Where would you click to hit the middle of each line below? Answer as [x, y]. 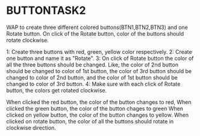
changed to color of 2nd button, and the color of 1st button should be [92, 77]
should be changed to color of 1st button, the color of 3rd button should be [99, 71]
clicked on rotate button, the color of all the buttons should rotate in [90, 121]
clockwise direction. [31, 128]
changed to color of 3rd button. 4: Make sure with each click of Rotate [93, 84]
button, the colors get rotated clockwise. [57, 90]
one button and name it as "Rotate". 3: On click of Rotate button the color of [100, 58]
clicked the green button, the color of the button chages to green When [95, 108]
